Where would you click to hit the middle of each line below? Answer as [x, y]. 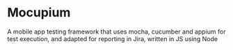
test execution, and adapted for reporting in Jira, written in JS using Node [112, 38]
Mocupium [39, 13]
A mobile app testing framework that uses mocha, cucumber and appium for [116, 32]
